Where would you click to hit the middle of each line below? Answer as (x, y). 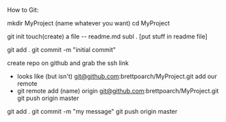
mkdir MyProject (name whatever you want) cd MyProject (88, 23)
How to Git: (23, 10)
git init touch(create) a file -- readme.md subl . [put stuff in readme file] (107, 36)
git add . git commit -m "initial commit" (62, 50)
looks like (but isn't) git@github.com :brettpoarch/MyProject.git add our (117, 76)
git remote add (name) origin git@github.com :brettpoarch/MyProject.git (118, 91)
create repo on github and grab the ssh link (68, 63)
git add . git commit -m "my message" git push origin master (92, 111)
